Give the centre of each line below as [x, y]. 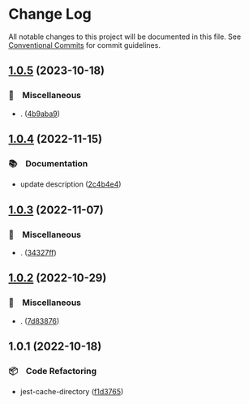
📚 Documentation [48, 163]
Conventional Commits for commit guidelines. [84, 45]
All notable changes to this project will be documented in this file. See [125, 37]
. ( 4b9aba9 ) [40, 114]
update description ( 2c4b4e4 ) [71, 184]
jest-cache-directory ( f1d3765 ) [72, 392]
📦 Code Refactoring [53, 371]
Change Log [50, 14]
